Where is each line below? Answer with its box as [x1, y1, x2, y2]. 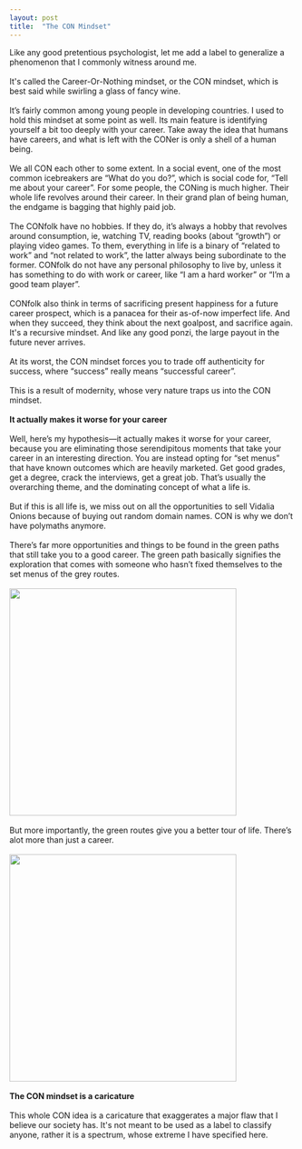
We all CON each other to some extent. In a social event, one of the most [9, 163, 281, 174]
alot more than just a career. [9, 834, 115, 845]
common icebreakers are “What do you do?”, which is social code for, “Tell [9, 172, 288, 183]
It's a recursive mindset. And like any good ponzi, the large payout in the [9, 326, 280, 337]
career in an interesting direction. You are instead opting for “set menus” [9, 452, 280, 464]
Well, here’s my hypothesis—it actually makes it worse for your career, [9, 433, 272, 444]
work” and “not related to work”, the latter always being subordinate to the [9, 249, 287, 260]
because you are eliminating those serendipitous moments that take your [9, 443, 282, 454]
